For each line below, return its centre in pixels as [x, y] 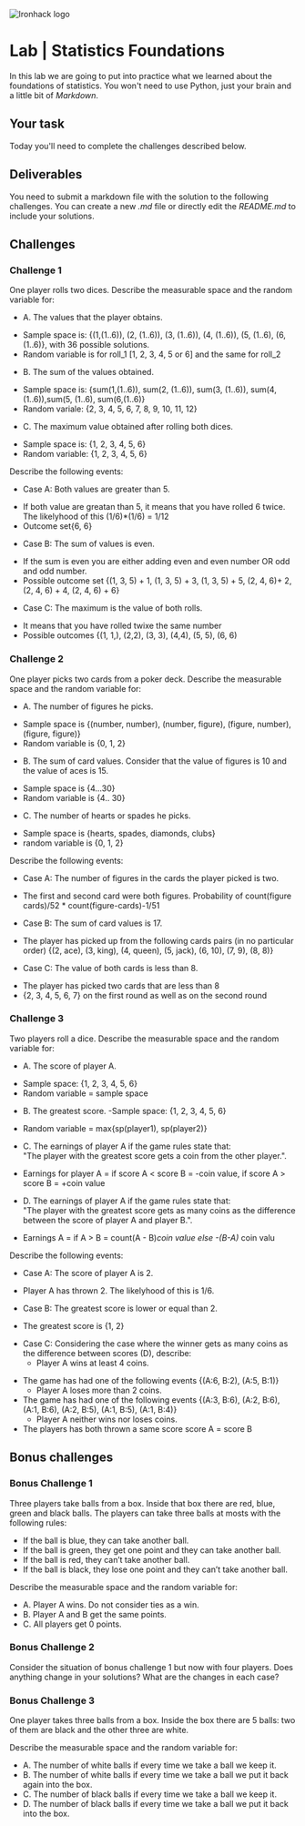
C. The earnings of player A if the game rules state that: [127, 1146]
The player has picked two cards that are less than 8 [121, 985]
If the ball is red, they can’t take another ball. [106, 1559]
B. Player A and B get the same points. [94, 1614]
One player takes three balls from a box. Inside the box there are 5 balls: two [152, 1720]
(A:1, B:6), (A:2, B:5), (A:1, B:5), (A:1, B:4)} [100, 1409]
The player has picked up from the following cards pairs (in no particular [158, 940]
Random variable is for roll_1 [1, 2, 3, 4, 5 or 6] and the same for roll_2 [152, 354]
